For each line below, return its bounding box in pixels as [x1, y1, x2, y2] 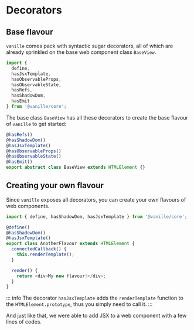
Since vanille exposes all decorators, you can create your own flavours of [6, 196, 186, 203]
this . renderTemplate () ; [16, 251, 75, 258]
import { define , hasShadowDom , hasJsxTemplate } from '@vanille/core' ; [6, 213, 188, 220]
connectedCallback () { [11, 246, 67, 252]
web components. [6, 202, 50, 209]
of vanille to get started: [6, 120, 67, 127]
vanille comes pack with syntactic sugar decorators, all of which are [6, 42, 173, 49]
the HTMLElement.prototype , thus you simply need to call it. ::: [6, 301, 153, 308]
